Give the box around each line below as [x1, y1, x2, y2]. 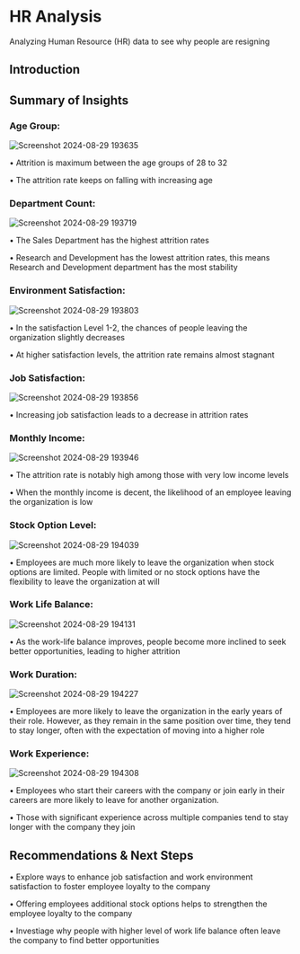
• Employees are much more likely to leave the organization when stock [9, 557, 275, 568]
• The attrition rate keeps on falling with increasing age [9, 175, 213, 186]
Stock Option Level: [9, 519, 97, 532]
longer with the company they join [9, 822, 136, 833]
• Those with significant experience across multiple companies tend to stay [9, 812, 289, 823]
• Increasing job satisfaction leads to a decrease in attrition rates [9, 409, 249, 420]
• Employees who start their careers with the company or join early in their [9, 785, 286, 796]
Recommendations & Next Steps [9, 847, 194, 863]
